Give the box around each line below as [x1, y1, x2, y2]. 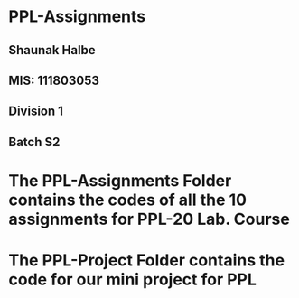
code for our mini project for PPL [8, 269, 257, 290]
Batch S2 [8, 134, 61, 150]
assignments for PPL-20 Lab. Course [8, 209, 290, 229]
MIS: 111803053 [8, 72, 100, 88]
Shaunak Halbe [8, 42, 96, 58]
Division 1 [8, 104, 64, 119]
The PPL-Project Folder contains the [8, 250, 285, 271]
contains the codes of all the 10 [8, 190, 248, 210]
